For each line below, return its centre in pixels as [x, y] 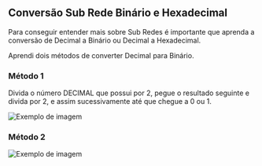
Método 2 [27, 137]
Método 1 [26, 76]
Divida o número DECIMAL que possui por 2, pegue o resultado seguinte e [129, 93]
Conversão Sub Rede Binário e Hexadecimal [118, 13]
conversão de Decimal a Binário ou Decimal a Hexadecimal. [105, 40]
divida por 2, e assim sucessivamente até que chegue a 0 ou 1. [110, 101]
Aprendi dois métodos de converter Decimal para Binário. [101, 55]
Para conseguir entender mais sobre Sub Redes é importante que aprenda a [131, 31]
